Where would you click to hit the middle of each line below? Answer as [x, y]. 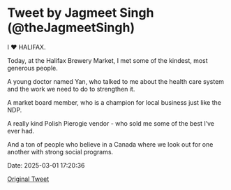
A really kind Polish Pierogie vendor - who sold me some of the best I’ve [111, 123]
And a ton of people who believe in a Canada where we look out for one [110, 144]
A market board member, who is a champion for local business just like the [114, 102]
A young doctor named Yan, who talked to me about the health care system [116, 81]
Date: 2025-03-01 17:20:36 [46, 165]
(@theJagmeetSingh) [71, 28]
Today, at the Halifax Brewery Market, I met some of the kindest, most [107, 60]
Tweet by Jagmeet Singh [81, 13]
